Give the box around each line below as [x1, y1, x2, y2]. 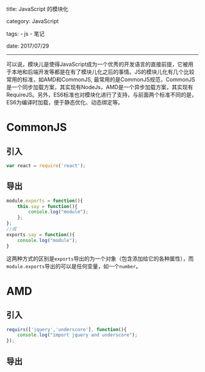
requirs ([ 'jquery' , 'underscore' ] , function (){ [6, 326, 127, 332]
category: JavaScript [6, 18, 59, 24]
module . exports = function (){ [6, 198, 84, 204]
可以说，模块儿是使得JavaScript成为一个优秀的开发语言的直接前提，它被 [6, 60, 189, 68]
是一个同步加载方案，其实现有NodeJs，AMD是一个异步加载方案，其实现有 [6, 84, 193, 90]
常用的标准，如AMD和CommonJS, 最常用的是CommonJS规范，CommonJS [6, 76, 195, 83]
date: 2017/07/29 [6, 42, 49, 49]
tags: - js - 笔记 [6, 30, 45, 37]
